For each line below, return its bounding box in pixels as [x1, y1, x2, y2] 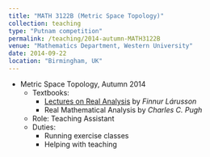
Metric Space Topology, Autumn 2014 [19, 78, 146, 89]
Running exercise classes [44, 130, 129, 140]
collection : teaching [8, 19, 82, 28]
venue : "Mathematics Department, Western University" [8, 42, 194, 50]
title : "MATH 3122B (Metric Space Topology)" [8, 11, 164, 20]
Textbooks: [31, 87, 70, 97]
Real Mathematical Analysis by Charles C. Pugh [44, 104, 203, 114]
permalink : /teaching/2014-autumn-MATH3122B [8, 34, 161, 43]
